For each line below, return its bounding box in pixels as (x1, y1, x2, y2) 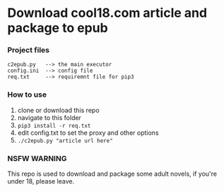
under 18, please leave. (7, 177, 75, 186)
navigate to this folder (17, 113, 81, 121)
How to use (7, 90, 47, 100)
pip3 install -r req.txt (17, 122, 91, 129)
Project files (7, 45, 49, 55)
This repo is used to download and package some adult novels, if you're (7, 169, 218, 178)
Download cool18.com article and (7, 5, 207, 21)
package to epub (7, 20, 108, 36)
